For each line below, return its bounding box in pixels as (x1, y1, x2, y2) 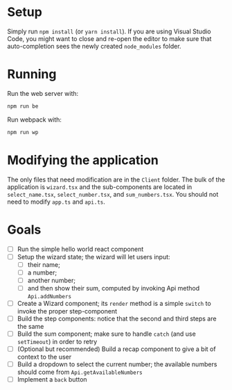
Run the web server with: (7, 89, 79, 97)
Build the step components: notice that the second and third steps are (17, 314, 217, 323)
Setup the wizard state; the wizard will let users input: (17, 252, 171, 261)
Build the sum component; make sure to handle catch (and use (17, 330, 196, 338)
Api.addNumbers (27, 293, 71, 300)
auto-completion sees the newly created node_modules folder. (7, 42, 181, 50)
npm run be (7, 102, 39, 110)
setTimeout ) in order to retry (17, 338, 98, 346)
